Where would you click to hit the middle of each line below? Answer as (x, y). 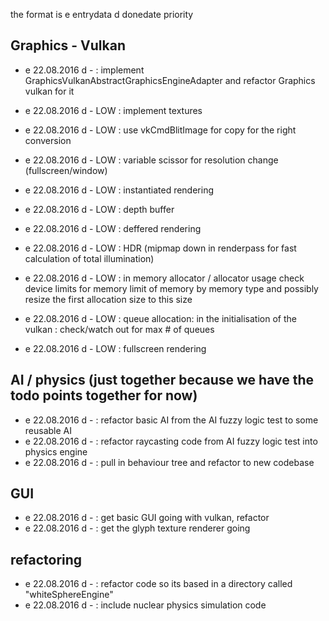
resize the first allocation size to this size (108, 299)
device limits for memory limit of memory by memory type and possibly (171, 288)
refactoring (46, 559)
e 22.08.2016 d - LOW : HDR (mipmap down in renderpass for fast (160, 248)
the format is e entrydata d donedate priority (102, 14)
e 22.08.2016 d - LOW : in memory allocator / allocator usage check (164, 278)
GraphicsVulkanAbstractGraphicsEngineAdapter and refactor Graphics (170, 80)
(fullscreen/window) (66, 170)
